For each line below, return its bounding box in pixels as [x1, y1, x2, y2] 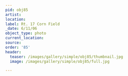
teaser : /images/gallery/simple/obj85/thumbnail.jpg [10, 54, 123, 59]
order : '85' [5, 45, 30, 50]
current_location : [5, 36, 44, 41]
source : [5, 40, 22, 45]
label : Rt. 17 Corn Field [5, 21, 60, 27]
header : [5, 49, 22, 54]
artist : [5, 12, 22, 17]
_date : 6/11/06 [5, 26, 37, 31]
